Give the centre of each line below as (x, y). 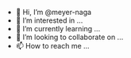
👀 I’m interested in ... (49, 20)
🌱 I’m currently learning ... (58, 29)
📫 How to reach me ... (52, 46)
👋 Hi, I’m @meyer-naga (54, 12)
